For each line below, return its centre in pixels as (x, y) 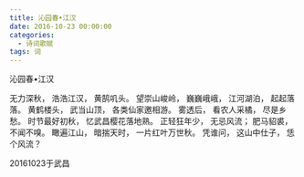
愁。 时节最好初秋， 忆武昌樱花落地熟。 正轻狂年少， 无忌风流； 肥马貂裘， (151, 121)
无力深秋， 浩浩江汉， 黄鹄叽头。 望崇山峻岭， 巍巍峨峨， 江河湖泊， (139, 99)
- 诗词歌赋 (36, 43)
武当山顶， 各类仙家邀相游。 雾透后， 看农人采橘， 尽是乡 (178, 109)
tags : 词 (25, 52)
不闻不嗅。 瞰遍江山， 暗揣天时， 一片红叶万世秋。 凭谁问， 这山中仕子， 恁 (152, 132)
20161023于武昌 (40, 163)
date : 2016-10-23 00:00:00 (61, 26)
